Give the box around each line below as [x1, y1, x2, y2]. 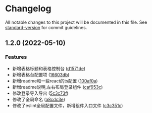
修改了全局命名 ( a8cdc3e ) [12, 96, 65, 102]
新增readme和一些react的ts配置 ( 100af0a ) [12, 77, 98, 84]
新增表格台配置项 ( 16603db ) [12, 72, 70, 77]
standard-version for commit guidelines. [5, 24, 87, 30]
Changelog [5, 3, 51, 14]
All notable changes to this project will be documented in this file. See [5, 19, 148, 25]
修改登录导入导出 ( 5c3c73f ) [12, 90, 69, 96]
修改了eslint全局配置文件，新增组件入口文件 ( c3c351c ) [12, 102, 123, 109]
